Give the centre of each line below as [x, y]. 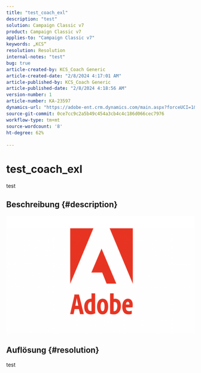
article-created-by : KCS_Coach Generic [56, 69]
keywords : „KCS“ [26, 44]
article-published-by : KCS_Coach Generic [59, 82]
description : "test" [32, 19]
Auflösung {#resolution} [53, 350]
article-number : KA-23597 [38, 101]
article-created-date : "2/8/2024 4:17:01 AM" [64, 76]
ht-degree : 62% [25, 133]
